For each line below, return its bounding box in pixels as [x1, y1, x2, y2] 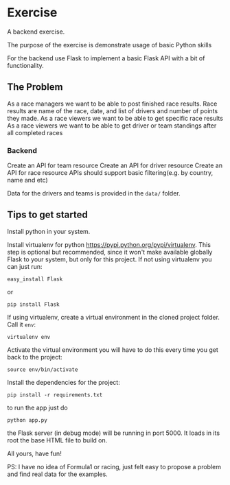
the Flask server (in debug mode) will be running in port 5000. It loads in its [7, 429, 220, 437]
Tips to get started [7, 209, 88, 221]
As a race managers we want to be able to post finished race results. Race [7, 99, 218, 108]
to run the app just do [7, 403, 68, 412]
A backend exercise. [7, 27, 65, 36]
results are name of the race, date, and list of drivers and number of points [7, 106, 218, 115]
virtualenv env [7, 333, 51, 340]
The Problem [7, 81, 63, 93]
